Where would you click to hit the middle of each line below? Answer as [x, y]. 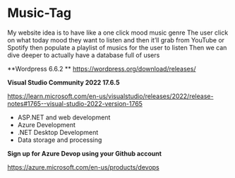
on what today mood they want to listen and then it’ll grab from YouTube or [116, 40]
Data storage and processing [60, 140]
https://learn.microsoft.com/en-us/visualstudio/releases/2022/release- [110, 96]
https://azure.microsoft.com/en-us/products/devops [84, 167]
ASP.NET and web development [64, 117]
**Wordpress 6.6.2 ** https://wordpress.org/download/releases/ [102, 69]
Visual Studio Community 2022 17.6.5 [64, 82]
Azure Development [46, 124]
